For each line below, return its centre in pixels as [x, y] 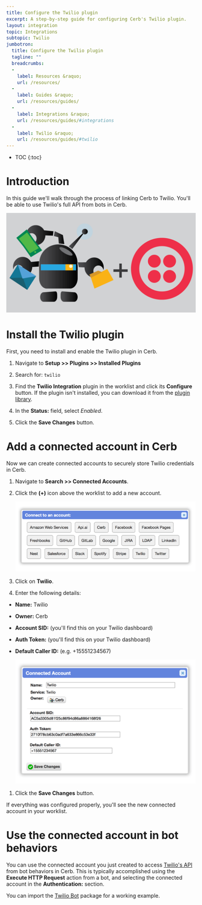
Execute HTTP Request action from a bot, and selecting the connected [94, 878]
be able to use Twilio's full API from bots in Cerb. [67, 205]
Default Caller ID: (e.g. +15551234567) [63, 651]
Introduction [38, 182]
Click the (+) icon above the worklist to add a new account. [88, 493]
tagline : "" [27, 57]
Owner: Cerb [31, 616]
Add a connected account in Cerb [92, 446]
